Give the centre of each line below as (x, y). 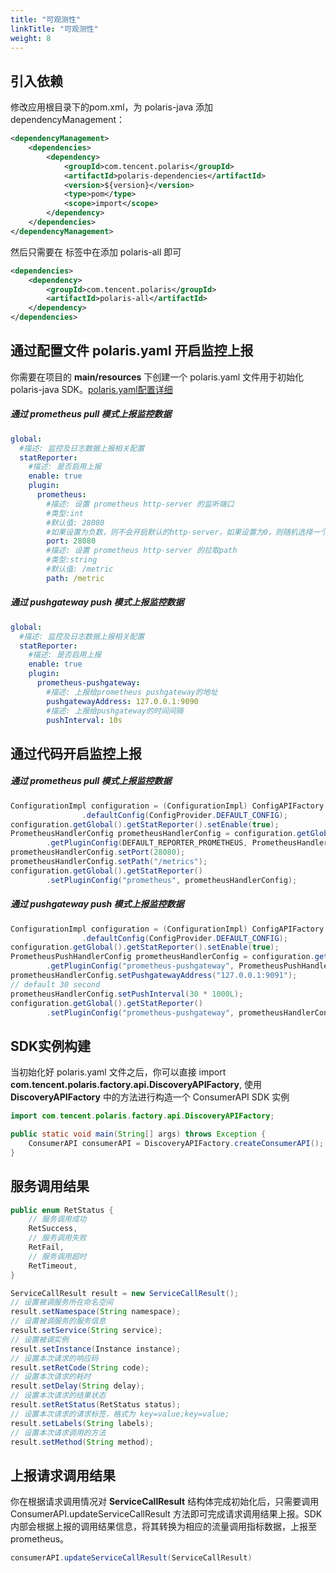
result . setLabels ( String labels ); (82, 1423)
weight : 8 (31, 38)
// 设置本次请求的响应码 (54, 1358)
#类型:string (72, 560)
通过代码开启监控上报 (76, 753)
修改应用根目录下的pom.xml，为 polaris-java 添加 (111, 107)
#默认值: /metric (80, 569)
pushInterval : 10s (84, 720)
